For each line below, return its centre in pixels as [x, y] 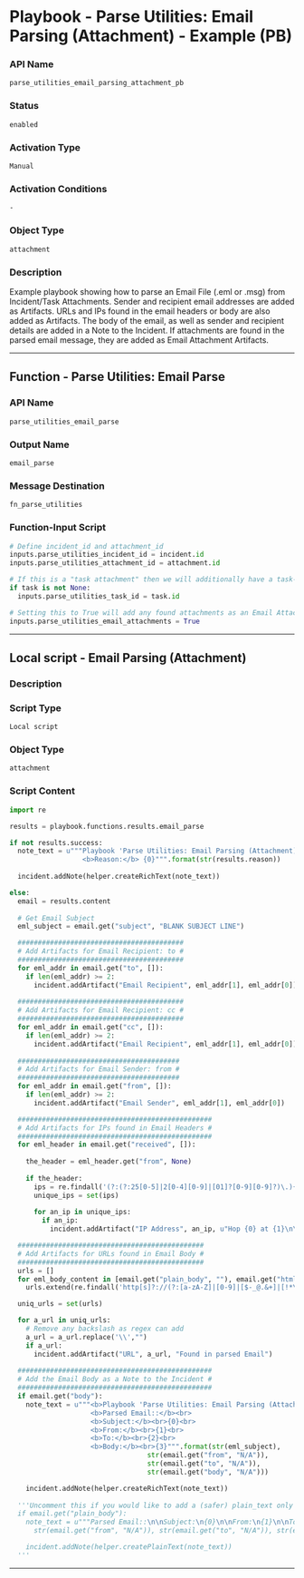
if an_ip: [60, 1221]
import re [28, 810]
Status [24, 106]
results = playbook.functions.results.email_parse [107, 826]
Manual [22, 166]
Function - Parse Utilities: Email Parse [118, 377]
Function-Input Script [58, 528]
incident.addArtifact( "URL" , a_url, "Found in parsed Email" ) [153, 1354]
